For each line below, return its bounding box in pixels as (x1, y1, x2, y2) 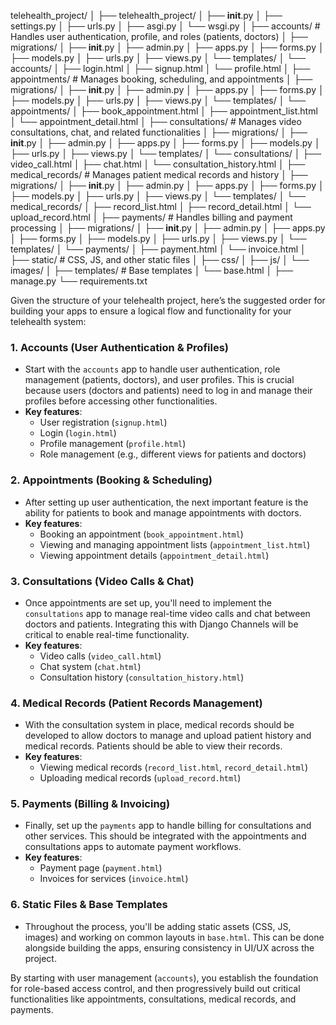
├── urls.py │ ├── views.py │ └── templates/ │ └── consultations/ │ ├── (10, 148, 322, 159)
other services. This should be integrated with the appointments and (24, 830, 307, 842)
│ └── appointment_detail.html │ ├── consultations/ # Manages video (10, 116, 302, 127)
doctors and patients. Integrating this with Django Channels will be (24, 618, 299, 630)
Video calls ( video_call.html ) (39, 650, 162, 662)
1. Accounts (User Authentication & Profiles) (10, 340, 229, 354)
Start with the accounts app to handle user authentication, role (24, 363, 281, 375)
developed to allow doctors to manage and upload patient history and (24, 730, 312, 742)
